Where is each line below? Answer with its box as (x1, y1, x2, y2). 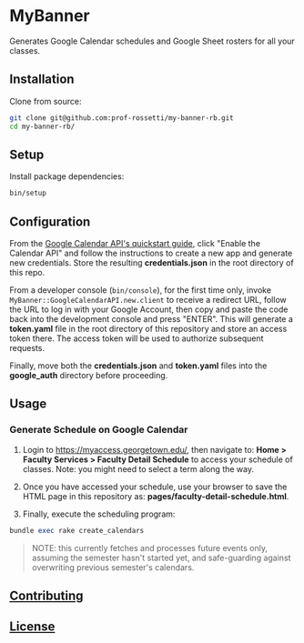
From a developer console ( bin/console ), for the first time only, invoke (9, 285, 271, 296)
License (9, 619, 56, 635)
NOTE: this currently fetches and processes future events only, (31, 542, 269, 553)
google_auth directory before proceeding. (9, 370, 168, 380)
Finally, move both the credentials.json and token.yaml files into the (9, 360, 268, 371)
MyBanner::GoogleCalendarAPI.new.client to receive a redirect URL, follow (9, 295, 287, 305)
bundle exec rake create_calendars (9, 526, 145, 535)
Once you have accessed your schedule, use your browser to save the (22, 481, 288, 492)
